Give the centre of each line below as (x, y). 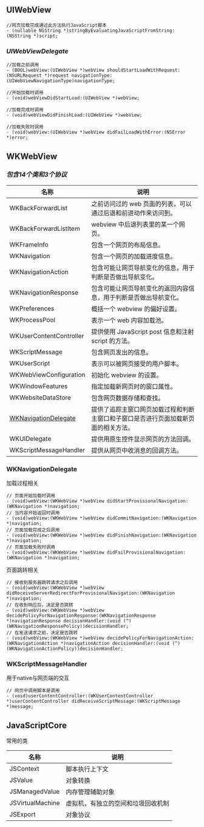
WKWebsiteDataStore (40, 397)
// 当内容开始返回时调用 (33, 513)
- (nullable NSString (34, 30)
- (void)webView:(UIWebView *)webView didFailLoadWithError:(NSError (96, 132)
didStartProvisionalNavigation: (148, 501)
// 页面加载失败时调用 (31, 547)
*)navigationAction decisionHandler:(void (115, 644)
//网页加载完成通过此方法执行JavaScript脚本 (57, 25)
